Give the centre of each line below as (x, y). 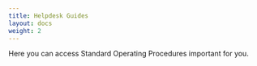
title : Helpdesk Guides (49, 16)
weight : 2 (25, 31)
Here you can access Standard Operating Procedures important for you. (128, 54)
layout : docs (30, 23)
